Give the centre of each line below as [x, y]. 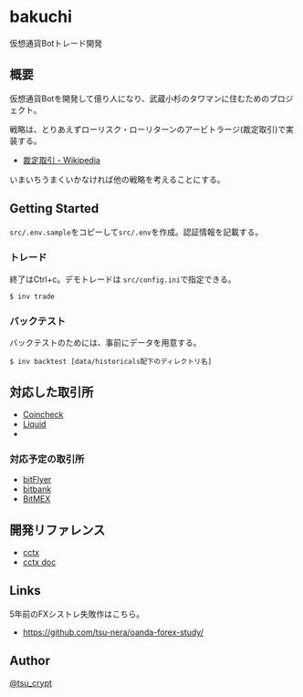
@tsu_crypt [31, 682]
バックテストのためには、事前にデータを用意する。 [105, 343]
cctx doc [39, 562]
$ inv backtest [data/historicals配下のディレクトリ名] [111, 362]
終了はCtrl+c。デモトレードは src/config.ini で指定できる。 [123, 279]
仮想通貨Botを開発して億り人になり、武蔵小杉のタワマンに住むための [140, 99]
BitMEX [37, 499]
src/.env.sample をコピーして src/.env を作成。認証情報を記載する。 [136, 232]
